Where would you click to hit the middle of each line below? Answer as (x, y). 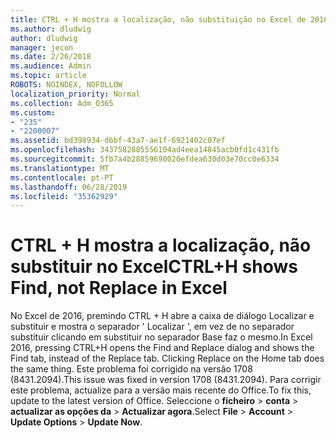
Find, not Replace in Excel (119, 288)
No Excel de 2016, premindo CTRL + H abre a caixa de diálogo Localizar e (162, 316)
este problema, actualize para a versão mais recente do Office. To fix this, (161, 390)
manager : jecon (42, 47)
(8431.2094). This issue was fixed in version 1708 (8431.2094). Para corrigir (166, 380)
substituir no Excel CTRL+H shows (154, 267)
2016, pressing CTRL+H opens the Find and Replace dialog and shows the (162, 348)
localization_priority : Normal (75, 94)
